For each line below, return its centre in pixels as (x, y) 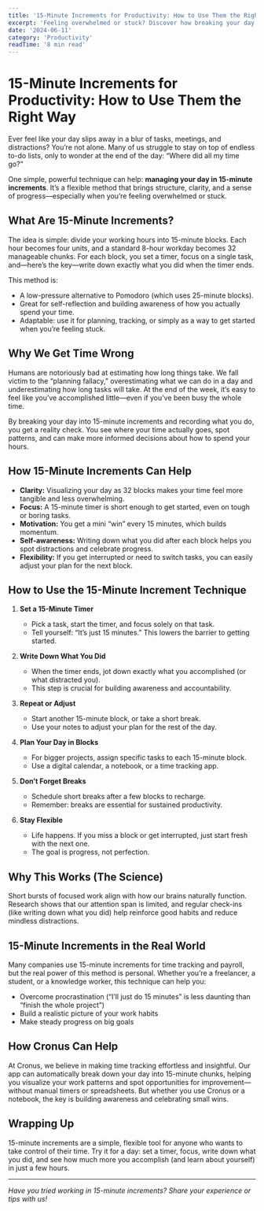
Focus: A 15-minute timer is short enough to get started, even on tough (134, 507)
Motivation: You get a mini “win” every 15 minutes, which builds (123, 524)
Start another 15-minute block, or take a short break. (116, 719)
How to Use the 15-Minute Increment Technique (127, 590)
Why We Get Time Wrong (71, 354)
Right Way (42, 117)
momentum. (39, 531)
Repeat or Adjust (48, 704)
